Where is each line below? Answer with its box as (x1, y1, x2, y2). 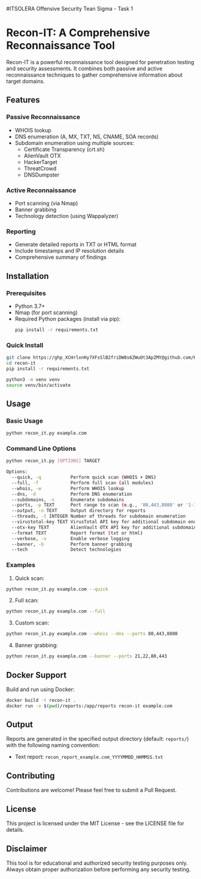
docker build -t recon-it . (6, 697, 77, 703)
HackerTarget (23, 158, 58, 165)
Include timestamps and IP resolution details (14, 247, 124, 254)
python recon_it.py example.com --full (6, 608, 106, 614)
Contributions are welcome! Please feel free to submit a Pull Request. (6, 787, 177, 794)
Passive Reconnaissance (6, 113, 81, 122)
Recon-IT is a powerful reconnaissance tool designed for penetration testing (6, 58, 194, 65)
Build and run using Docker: (6, 686, 75, 693)
